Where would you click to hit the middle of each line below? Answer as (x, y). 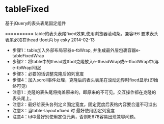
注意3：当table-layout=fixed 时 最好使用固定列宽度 (64, 110)
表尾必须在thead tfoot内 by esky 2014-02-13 (50, 40)
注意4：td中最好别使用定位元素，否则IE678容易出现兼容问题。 (75, 117)
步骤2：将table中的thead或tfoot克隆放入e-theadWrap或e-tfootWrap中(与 (86, 61)
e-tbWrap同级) (27, 68)
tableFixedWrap (28, 55)
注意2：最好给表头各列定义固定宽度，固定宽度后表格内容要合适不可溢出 (84, 104)
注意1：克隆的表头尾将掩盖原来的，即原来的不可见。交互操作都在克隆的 (84, 92)
